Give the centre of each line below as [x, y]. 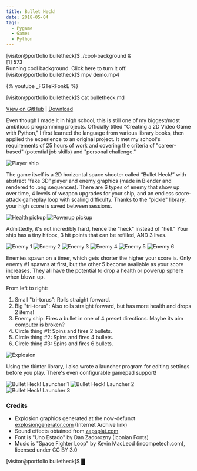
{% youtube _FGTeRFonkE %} [42, 86]
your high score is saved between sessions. [59, 206]
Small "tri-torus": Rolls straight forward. [62, 300]
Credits [17, 405]
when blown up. [26, 277]
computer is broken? [39, 325]
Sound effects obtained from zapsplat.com [66, 431]
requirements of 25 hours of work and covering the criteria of [80, 145]
